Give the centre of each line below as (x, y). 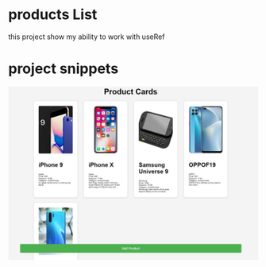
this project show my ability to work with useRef (87, 37)
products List (53, 15)
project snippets (64, 69)
